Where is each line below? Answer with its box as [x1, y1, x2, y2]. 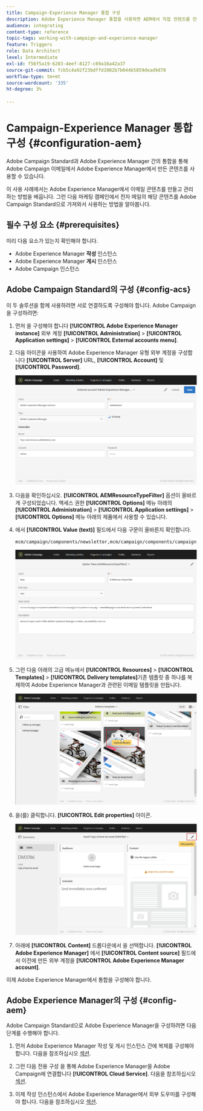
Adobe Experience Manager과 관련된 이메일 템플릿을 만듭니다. [31, 681, 182, 689]
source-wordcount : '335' [6, 80, 69, 86]
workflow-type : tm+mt [6, 73, 61, 80]
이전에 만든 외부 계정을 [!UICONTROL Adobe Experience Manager [21, 956, 184, 964]
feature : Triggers [6, 42, 53, 48]
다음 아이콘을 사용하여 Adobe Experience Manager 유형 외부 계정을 [14, 349, 177, 356]
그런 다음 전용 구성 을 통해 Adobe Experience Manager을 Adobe [14, 1063, 170, 1070]
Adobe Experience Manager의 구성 [6, 996, 138, 1006]
